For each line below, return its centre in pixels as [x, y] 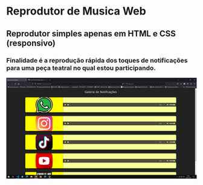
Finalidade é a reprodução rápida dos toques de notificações [97, 60]
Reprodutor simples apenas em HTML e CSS [91, 34]
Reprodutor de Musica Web [76, 11]
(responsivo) [31, 43]
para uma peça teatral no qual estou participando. [81, 68]
